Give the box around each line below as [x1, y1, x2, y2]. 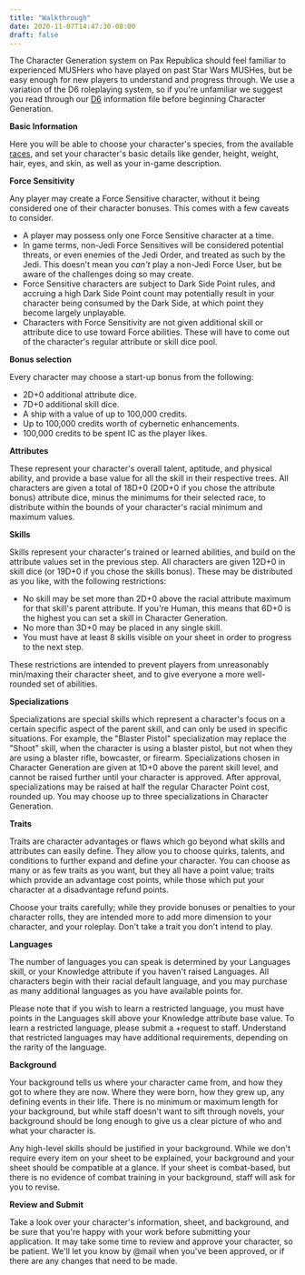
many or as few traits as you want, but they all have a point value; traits [9, 865, 275, 876]
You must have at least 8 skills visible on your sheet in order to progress [22, 632, 292, 643]
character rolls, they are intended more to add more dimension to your [9, 911, 272, 923]
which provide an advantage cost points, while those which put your [9, 875, 265, 886]
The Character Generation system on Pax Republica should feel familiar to [9, 55, 286, 66]
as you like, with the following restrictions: [9, 576, 167, 587]
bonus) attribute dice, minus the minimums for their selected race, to [9, 492, 266, 503]
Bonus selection [9, 354, 73, 365]
